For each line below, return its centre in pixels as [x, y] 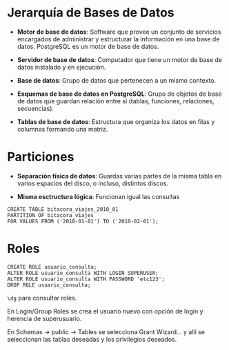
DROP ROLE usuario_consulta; [49, 285]
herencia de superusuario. [44, 318]
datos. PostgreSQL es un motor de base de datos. [88, 46]
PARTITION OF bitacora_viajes [51, 215]
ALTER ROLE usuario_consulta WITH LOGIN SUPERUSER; [83, 273]
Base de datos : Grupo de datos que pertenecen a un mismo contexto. [116, 80]
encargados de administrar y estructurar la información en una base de [118, 39]
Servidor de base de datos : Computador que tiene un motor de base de [120, 59]
